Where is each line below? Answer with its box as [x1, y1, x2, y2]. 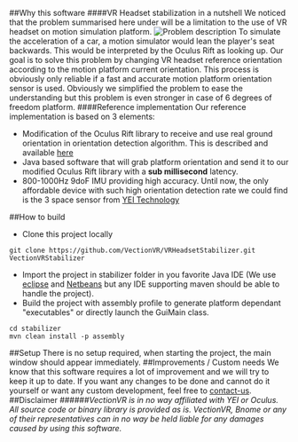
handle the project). [21, 288, 95, 298]
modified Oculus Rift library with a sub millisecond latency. [21, 166, 239, 177]
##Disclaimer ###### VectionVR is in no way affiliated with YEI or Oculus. [9, 395, 279, 405]
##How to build [9, 212, 66, 222]
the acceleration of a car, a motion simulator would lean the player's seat [9, 36, 275, 46]
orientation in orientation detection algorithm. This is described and [21, 138, 269, 148]
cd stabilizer [9, 324, 62, 333]
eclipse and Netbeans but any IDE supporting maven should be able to [21, 279, 280, 289]
